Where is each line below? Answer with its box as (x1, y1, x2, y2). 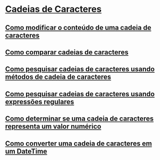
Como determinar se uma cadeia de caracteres (5, 115, 154, 123)
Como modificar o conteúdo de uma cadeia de (5, 23, 152, 32)
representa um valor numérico (5, 122, 101, 131)
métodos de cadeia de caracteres (5, 73, 111, 81)
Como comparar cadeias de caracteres (5, 48, 129, 56)
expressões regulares (5, 97, 74, 106)
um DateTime (5, 147, 47, 156)
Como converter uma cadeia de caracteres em (5, 139, 152, 148)
